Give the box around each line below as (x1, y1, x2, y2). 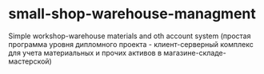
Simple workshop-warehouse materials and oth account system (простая (8, 31, 251, 41)
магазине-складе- (163, 48, 226, 57)
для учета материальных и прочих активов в (8, 48, 162, 57)
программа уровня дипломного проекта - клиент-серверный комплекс (8, 39, 254, 49)
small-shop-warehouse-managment (8, 5, 256, 23)
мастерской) (8, 56, 52, 66)
